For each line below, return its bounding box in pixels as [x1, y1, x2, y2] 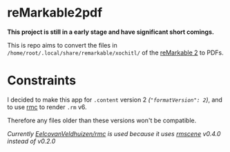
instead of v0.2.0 [7, 137, 56, 145]
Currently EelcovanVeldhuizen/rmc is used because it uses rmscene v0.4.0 [7, 129, 221, 137]
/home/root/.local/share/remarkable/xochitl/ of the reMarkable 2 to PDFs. [7, 48, 224, 57]
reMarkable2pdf [7, 5, 103, 21]
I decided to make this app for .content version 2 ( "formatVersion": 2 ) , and [7, 95, 223, 104]
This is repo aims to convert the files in [7, 41, 117, 49]
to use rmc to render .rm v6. [7, 102, 87, 111]
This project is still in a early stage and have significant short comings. [7, 28, 214, 36]
